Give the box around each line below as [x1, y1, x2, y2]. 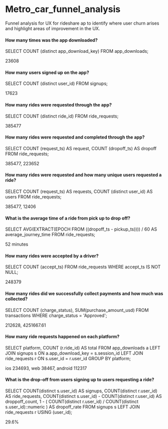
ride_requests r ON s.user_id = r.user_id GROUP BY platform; [5, 355, 131, 361]
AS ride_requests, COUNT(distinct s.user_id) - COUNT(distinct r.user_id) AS [5, 393, 162, 399]
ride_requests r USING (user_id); [5, 409, 73, 415]
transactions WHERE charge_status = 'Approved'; [5, 312, 107, 318]
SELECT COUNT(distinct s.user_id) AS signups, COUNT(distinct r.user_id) [5, 388, 158, 394]
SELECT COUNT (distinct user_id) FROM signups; [5, 80, 108, 86]
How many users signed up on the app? [5, 69, 89, 75]
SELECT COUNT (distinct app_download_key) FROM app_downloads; [5, 48, 149, 54]
